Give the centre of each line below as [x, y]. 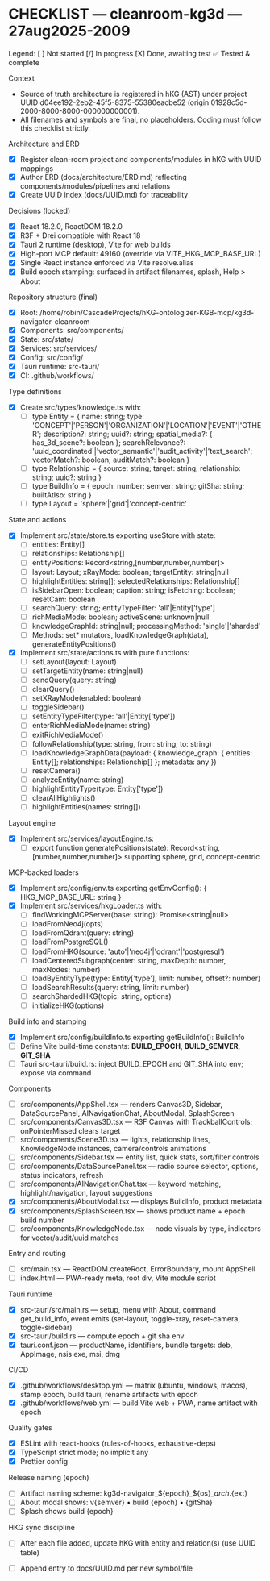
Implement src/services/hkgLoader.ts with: [91, 906]
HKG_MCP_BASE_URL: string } [71, 897]
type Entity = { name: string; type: [88, 416]
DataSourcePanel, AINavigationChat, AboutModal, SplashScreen [127, 1113]
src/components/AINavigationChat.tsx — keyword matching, [120, 1184]
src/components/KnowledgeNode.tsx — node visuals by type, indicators [141, 1228]
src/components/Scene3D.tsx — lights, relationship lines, [115, 1140]
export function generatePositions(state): [100, 848]
